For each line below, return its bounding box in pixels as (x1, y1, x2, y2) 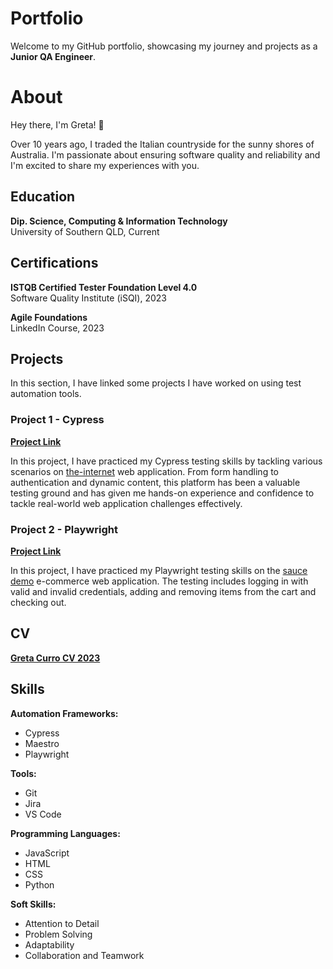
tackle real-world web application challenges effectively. (10, 497, 243, 509)
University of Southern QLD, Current (10, 225, 160, 237)
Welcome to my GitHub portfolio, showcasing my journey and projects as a (10, 40, 318, 52)
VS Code (24, 808, 62, 820)
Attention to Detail (24, 917, 100, 929)
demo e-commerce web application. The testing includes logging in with (10, 575, 309, 587)
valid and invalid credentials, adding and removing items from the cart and (10, 585, 317, 597)
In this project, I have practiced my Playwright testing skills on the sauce (10, 564, 308, 576)
